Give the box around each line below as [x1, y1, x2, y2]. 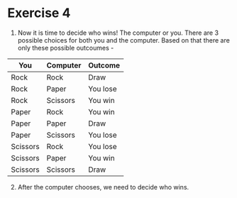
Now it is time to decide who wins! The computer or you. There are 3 [17, 28, 219, 37]
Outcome [88, 60, 121, 70]
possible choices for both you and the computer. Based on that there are [17, 35, 231, 44]
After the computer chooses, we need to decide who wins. [17, 182, 189, 191]
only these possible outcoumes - [17, 43, 114, 52]
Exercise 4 [7, 5, 71, 21]
